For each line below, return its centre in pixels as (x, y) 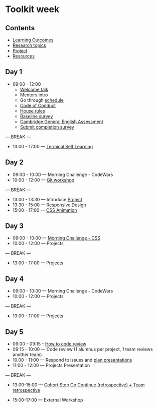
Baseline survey (36, 116)
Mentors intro (34, 95)
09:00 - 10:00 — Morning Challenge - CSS (56, 238)
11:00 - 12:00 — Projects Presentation (51, 365)
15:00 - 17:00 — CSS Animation (45, 210)
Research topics (29, 45)
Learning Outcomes (33, 40)
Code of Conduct (38, 105)
